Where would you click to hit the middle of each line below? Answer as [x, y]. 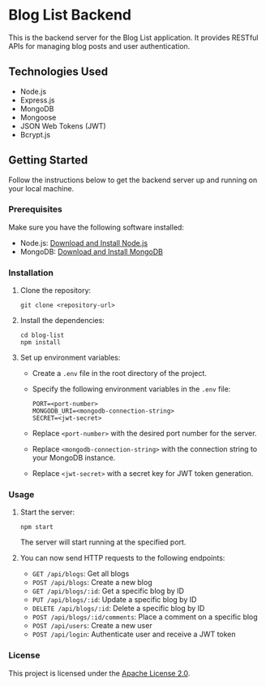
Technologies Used [58, 72]
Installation [31, 273]
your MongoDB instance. [74, 458]
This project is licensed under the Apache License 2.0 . [99, 673]
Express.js [37, 100]
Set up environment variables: [70, 358]
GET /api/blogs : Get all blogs [81, 574]
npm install [40, 343]
